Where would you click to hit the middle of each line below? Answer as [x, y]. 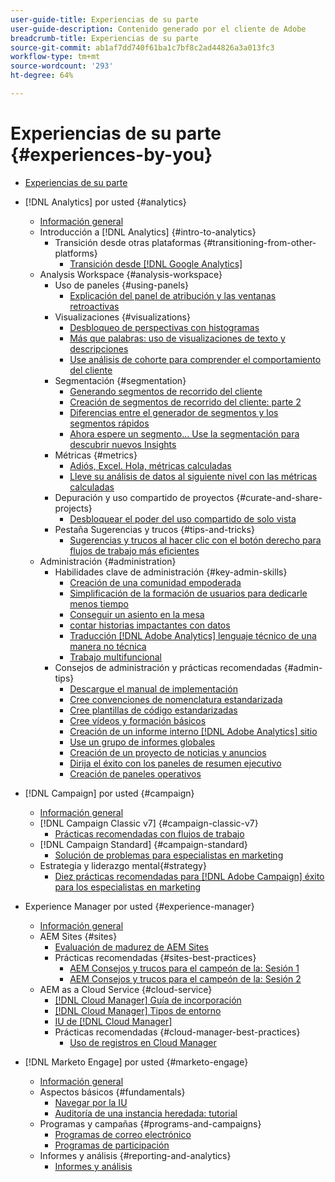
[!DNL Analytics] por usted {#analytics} [105, 202]
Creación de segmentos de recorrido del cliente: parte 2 [185, 402]
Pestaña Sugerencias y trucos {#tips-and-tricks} [154, 529]
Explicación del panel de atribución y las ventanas [173, 295]
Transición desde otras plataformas [128, 242]
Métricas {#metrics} [96, 455]
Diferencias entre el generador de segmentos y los [174, 412]
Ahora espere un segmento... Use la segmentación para [184, 433]
